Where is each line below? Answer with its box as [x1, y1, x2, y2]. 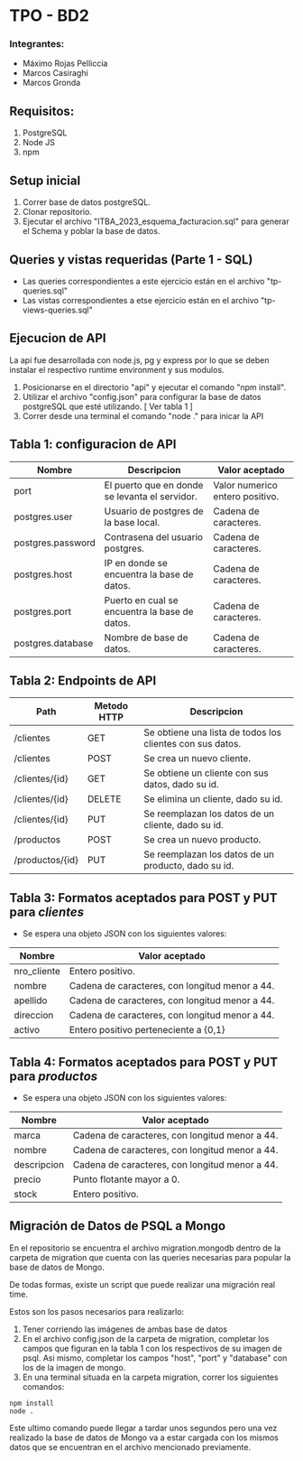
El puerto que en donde [104, 479, 204, 491]
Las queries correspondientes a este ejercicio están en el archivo [22, 275, 265, 286]
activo [14, 1024, 41, 1037]
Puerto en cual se [104, 593, 179, 606]
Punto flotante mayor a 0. [72, 1173, 180, 1186]
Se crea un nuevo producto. [143, 833, 262, 846]
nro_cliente [14, 965, 61, 978]
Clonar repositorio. [22, 207, 93, 218]
